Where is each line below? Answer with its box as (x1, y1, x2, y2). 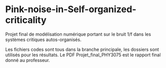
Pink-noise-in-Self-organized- (5, 4, 137, 15)
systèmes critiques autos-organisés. (5, 37, 82, 43)
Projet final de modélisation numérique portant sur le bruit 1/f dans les (5, 31, 151, 37)
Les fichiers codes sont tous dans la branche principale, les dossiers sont (5, 46, 159, 52)
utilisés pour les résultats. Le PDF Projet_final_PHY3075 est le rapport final (5, 52, 161, 58)
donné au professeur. (5, 57, 50, 63)
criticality (5, 14, 47, 26)
